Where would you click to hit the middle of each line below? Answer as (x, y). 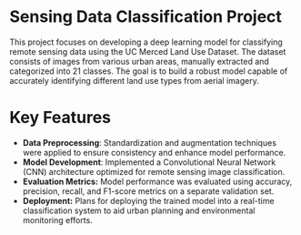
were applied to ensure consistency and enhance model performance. (154, 152)
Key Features (60, 118)
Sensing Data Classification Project (145, 17)
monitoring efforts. (57, 220)
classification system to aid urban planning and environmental (139, 210)
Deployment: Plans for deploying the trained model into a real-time (148, 200)
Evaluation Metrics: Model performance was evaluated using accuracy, (157, 181)
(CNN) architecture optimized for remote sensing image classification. (154, 171)
